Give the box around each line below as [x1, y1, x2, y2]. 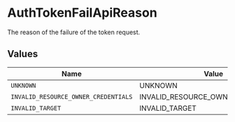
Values [7, 48, 38, 60]
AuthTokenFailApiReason [7, 5, 157, 21]
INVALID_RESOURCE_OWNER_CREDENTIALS [10, 93, 133, 100]
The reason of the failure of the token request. [7, 28, 141, 36]
